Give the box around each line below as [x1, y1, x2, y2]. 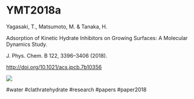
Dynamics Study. [6, 41, 47, 48]
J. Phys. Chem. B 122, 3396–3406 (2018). [6, 52, 108, 59]
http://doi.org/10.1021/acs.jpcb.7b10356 [6, 63, 102, 71]
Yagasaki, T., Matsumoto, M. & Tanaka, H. [6, 23, 108, 30]
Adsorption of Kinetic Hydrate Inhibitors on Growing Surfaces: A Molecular [6, 34, 188, 41]
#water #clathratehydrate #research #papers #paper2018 [6, 86, 147, 93]
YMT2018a [6, 4, 62, 17]
